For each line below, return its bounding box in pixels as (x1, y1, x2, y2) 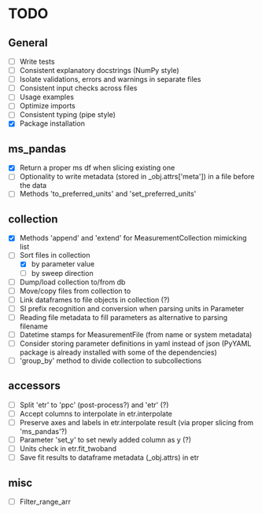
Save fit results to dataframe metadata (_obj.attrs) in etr (19, 453, 199, 462)
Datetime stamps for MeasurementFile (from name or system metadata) (19, 329, 253, 339)
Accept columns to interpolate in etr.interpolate (19, 409, 173, 418)
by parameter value (31, 259, 95, 269)
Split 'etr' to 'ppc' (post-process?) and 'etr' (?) (19, 400, 169, 409)
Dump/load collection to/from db (19, 277, 126, 287)
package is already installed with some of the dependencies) (19, 347, 218, 357)
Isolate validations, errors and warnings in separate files (19, 75, 201, 84)
